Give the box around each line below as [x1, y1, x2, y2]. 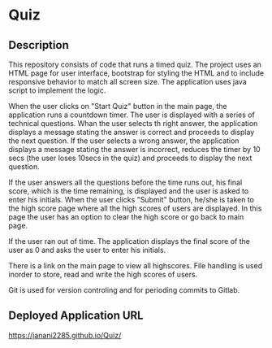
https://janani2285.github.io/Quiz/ [8, 330, 122, 340]
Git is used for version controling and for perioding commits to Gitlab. [8, 285, 240, 294]
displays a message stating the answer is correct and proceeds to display [8, 128, 255, 137]
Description [8, 38, 69, 52]
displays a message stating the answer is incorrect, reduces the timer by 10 [8, 145, 261, 154]
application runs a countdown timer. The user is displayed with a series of [8, 110, 256, 120]
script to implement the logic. [8, 85, 106, 95]
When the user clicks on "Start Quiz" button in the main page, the [8, 102, 227, 111]
